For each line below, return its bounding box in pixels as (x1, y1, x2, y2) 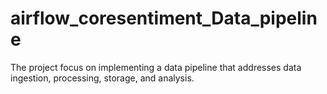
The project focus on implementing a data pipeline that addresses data (10, 61, 302, 73)
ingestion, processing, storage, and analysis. (10, 72, 195, 84)
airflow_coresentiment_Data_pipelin (10, 7, 318, 30)
